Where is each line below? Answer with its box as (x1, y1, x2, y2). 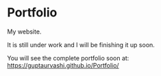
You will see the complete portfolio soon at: (7, 53, 129, 62)
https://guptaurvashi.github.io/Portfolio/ (7, 61, 119, 69)
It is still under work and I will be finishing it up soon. (7, 40, 156, 49)
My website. (7, 27, 42, 36)
